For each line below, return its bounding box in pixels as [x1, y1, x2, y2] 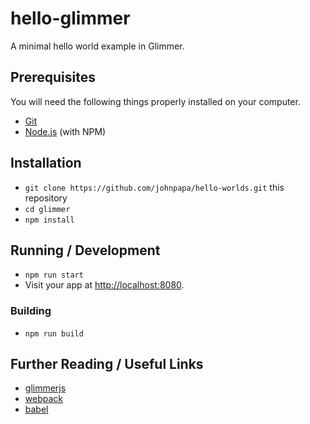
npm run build [24, 328, 84, 339]
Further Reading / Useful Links [10, 356, 204, 373]
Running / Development [10, 242, 161, 259]
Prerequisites [10, 69, 96, 86]
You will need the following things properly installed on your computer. [10, 95, 301, 107]
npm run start [24, 270, 84, 281]
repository [24, 192, 68, 204]
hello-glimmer [10, 7, 131, 30]
